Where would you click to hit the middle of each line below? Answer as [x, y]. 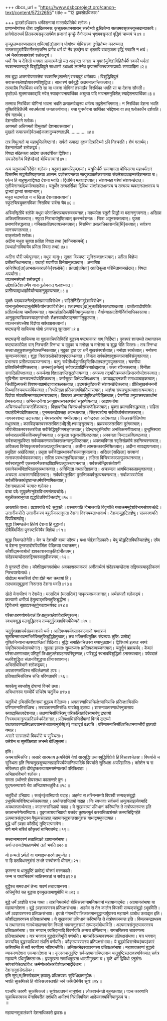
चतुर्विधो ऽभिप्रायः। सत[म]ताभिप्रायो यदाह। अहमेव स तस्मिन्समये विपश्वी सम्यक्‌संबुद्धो [70, 795]
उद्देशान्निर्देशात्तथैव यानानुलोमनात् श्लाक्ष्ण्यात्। [39, 285]
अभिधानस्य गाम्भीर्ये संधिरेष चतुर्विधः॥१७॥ [38, 692]
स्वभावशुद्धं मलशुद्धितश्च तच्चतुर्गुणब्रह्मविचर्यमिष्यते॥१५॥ [48, 621]
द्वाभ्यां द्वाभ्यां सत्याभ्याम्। [24, 191]
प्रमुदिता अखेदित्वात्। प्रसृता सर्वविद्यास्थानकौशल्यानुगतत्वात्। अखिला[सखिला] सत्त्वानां [72, 452]
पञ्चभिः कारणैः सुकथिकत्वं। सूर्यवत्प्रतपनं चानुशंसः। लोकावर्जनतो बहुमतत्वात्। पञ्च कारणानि [77, 991]
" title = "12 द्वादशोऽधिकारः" [76, 13]
